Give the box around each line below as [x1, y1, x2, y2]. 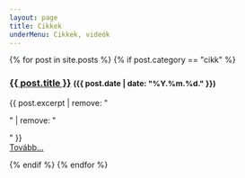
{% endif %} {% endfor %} [9, 159, 109, 170]
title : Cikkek [9, 22, 63, 31]
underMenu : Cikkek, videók [9, 30, 110, 39]
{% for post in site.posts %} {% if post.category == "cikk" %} [9, 55, 236, 66]
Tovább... [9, 141, 44, 153]
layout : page [9, 13, 58, 22]
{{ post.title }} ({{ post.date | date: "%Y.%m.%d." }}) [9, 77, 216, 90]
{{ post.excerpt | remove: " [9, 97, 109, 108]
